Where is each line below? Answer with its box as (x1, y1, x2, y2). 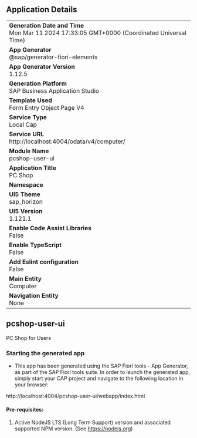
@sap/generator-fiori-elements (9, 53, 98, 61)
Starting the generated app (6, 349, 85, 357)
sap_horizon (9, 197, 43, 205)
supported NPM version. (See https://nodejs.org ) (14, 425, 133, 432)
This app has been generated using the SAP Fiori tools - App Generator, (14, 362, 189, 369)
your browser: (14, 381, 49, 388)
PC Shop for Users (6, 334, 52, 341)
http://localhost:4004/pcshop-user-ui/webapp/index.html (6, 392, 145, 399)
